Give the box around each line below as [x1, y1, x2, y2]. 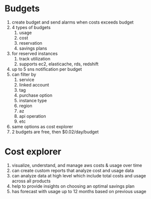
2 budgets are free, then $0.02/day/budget [11, 129, 99, 135]
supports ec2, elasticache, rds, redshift [19, 61, 99, 67]
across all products [11, 178, 51, 184]
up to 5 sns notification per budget [11, 66, 82, 72]
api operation [19, 113, 46, 119]
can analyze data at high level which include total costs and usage [11, 172, 146, 178]
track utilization [19, 56, 51, 61]
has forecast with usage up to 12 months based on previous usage [11, 188, 147, 194]
